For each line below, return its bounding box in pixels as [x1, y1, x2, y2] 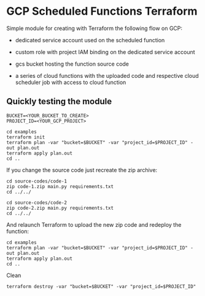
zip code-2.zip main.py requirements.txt [6, 205, 114, 211]
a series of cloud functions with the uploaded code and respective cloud [15, 72, 199, 79]
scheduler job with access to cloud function [15, 78, 126, 86]
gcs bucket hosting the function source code [15, 60, 130, 67]
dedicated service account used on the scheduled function [15, 36, 165, 44]
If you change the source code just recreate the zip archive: [6, 166, 158, 173]
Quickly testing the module [6, 96, 112, 107]
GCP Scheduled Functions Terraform [6, 4, 198, 18]
